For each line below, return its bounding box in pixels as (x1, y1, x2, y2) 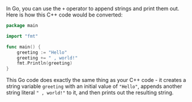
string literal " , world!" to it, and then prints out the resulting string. (6, 89, 174, 96)
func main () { (6, 44, 41, 50)
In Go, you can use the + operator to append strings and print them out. (6, 5, 180, 12)
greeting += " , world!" (17, 55, 78, 61)
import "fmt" (6, 33, 38, 39)
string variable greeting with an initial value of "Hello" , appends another (6, 83, 183, 90)
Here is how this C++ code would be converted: (6, 11, 123, 18)
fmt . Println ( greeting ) (17, 60, 73, 67)
